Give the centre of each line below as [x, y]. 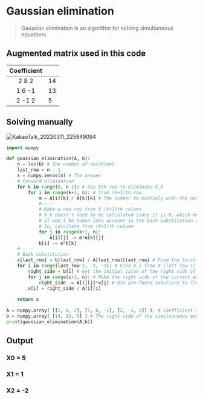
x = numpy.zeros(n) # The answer [59, 176]
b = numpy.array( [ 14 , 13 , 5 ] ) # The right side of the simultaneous [97, 317]
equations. [34, 34]
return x [28, 300]
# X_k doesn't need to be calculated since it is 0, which [114, 215]
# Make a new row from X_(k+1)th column [90, 210]
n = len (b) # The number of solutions [66, 164]
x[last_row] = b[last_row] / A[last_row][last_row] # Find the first [107, 260]
